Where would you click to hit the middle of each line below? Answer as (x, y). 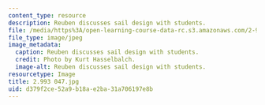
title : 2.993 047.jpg (44, 81)
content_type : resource (47, 15)
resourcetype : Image (42, 74)
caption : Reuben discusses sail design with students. (107, 52)
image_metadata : (35, 45)
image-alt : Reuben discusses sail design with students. (111, 67)
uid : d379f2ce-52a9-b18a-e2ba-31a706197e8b (81, 89)
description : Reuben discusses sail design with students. (107, 23)
